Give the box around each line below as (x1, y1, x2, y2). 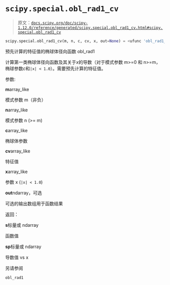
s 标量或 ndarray (5, 222, 39, 228)
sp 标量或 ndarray (5, 243, 41, 250)
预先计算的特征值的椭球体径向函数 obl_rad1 (5, 48, 95, 54)
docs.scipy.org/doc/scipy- (31, 20, 88, 25)
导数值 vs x (5, 254, 29, 260)
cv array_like (5, 148, 30, 154)
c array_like (5, 127, 28, 133)
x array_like (5, 169, 28, 175)
